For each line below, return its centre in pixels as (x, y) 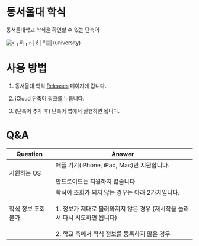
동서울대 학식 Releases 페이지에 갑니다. (60, 86)
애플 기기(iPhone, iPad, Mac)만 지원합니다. (113, 165)
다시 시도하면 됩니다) (90, 218)
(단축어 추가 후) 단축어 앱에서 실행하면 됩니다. (67, 111)
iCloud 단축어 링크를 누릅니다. (49, 98)
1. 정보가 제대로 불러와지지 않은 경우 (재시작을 (116, 209)
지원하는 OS (25, 173)
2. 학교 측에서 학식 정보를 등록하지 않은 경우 (113, 234)
